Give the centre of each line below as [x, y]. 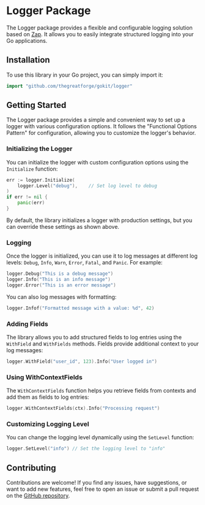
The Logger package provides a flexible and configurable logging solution [99, 28]
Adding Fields [27, 324]
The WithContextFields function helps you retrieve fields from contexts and [101, 391]
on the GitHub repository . [38, 496]
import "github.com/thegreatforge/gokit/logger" [69, 86]
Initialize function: [32, 169]
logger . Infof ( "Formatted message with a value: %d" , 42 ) [80, 308]
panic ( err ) [31, 203]
